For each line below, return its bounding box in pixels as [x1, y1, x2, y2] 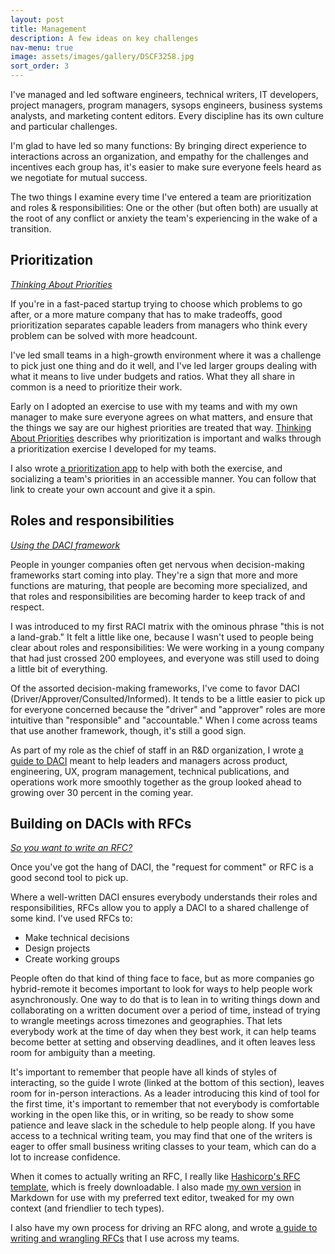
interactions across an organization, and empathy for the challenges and [10, 151, 309, 162]
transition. [10, 223, 52, 235]
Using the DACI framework [10, 539, 121, 551]
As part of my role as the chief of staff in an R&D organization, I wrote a [10, 744, 304, 756]
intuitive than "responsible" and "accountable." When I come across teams [10, 714, 318, 726]
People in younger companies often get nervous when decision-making [10, 558, 305, 570]
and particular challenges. [10, 121, 118, 132]
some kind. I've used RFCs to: [10, 912, 133, 925]
